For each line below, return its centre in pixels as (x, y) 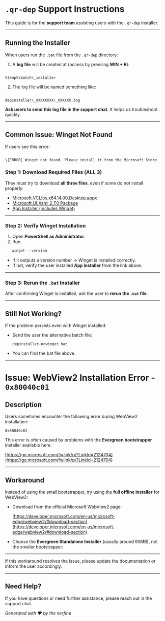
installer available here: (28, 445)
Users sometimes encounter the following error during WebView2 (71, 417)
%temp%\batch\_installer (30, 77)
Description (23, 405)
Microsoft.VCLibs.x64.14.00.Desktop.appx (55, 198)
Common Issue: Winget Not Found (59, 135)
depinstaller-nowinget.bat (40, 344)
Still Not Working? (33, 313)
